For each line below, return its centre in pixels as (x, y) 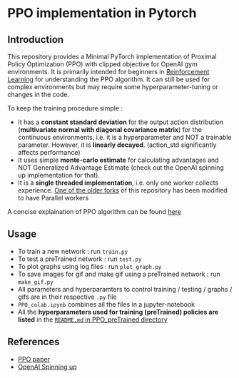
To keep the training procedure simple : (65, 108)
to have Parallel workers (53, 198)
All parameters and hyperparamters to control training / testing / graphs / (125, 289)
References (34, 342)
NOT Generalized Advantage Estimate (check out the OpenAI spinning (121, 168)
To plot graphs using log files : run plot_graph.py (90, 266)
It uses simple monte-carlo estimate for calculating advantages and (118, 160)
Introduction (36, 40)
